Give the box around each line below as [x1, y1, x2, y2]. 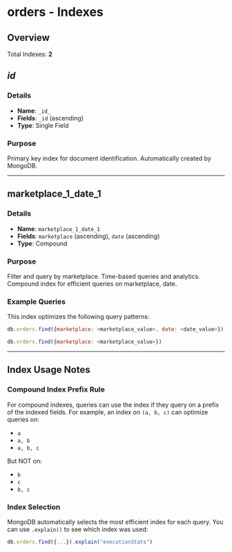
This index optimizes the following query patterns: [7, 313, 150, 321]
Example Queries [7, 297, 66, 306]
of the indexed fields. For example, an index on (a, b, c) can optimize [7, 407, 209, 416]
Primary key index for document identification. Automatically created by [7, 154, 212, 163]
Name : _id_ [17, 107, 51, 115]
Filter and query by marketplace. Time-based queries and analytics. [7, 272, 200, 280]
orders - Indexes [7, 4, 104, 20]
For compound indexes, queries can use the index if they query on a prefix [7, 401, 220, 409]
